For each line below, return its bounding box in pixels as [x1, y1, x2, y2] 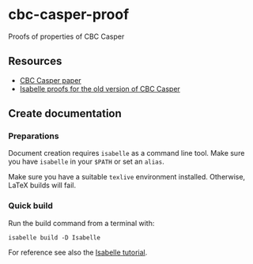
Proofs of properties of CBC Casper [8, 32, 125, 41]
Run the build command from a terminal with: [8, 218, 155, 228]
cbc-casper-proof [8, 6, 130, 24]
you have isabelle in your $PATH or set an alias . [8, 157, 164, 167]
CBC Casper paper [19, 75, 81, 85]
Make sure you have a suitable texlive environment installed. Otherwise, [8, 172, 246, 182]
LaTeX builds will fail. [8, 180, 77, 190]
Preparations [8, 130, 59, 141]
